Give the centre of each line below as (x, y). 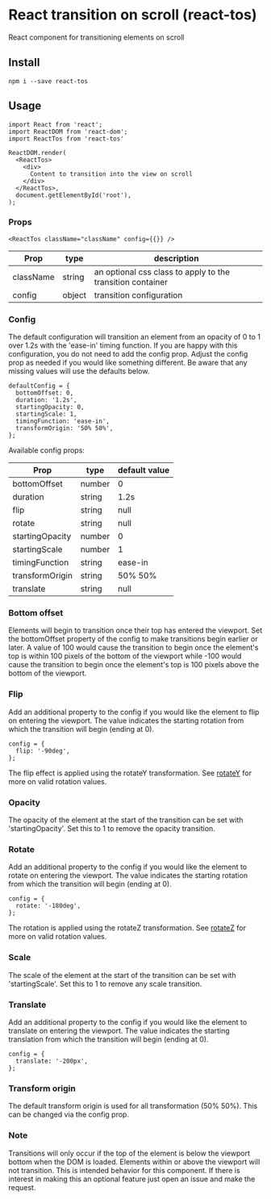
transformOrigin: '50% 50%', (65, 428)
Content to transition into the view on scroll (111, 174)
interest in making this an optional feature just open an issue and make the (132, 1179)
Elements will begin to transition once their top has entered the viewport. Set (135, 630)
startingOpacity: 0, (50, 407)
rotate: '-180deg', (48, 906)
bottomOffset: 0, (45, 393)
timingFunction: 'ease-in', (63, 421)
